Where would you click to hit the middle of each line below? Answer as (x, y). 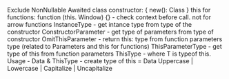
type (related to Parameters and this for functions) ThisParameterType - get (114, 46)
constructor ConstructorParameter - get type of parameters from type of (110, 32)
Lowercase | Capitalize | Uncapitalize (60, 68)
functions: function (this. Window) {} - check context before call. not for (109, 17)
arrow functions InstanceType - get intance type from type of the (99, 24)
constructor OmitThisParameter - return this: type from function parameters (115, 39)
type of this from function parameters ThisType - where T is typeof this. (109, 54)
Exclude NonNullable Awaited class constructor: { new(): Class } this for (109, 10)
